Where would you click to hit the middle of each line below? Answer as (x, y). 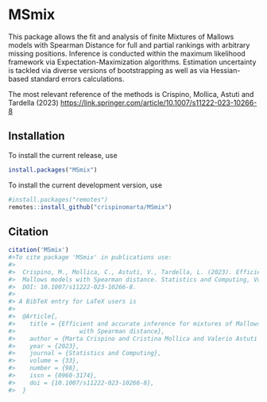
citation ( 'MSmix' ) (39, 250)
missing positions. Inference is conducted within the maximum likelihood (127, 53)
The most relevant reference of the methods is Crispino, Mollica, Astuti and (131, 94)
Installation (37, 136)
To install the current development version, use (85, 185)
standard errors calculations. (77, 79)
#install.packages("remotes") (58, 199)
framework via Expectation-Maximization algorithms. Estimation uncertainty (132, 62)
